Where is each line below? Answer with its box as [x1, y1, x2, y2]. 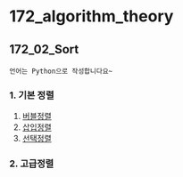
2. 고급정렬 [9, 157, 54, 170]
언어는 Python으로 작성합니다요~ [9, 67, 113, 76]
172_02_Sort [9, 42, 79, 57]
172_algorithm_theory [9, 6, 174, 27]
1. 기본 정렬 [9, 89, 54, 101]
